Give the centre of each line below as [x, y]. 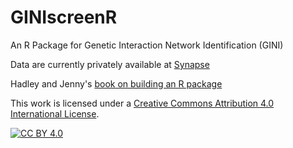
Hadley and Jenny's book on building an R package [116, 83]
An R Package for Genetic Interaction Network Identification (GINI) [147, 45]
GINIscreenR [64, 17]
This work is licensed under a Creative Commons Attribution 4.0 [142, 103]
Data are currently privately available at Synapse [110, 64]
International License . [55, 113]
